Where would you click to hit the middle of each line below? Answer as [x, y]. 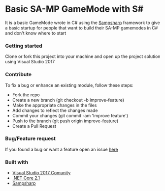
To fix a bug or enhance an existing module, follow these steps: [69, 85]
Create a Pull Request [34, 126]
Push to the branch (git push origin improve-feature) [65, 121]
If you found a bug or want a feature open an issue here [62, 149]
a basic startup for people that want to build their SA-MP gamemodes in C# [82, 27]
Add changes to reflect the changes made [55, 110]
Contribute [18, 75]
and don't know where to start [36, 33]
